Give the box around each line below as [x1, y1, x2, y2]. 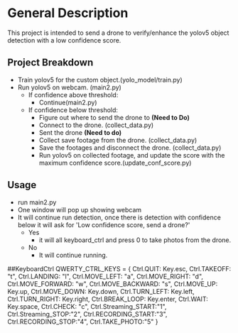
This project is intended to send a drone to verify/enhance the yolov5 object [7, 28, 229, 37]
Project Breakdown [7, 57, 94, 69]
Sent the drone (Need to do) [38, 128, 122, 136]
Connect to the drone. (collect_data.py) [38, 121, 154, 129]
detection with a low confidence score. [7, 36, 121, 44]
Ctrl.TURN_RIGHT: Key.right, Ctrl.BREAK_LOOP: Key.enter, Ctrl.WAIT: [7, 295, 208, 303]
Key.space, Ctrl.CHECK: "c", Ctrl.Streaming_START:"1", [7, 302, 167, 310]
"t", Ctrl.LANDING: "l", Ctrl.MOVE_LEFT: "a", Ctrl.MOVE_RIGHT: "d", [7, 272, 204, 280]
